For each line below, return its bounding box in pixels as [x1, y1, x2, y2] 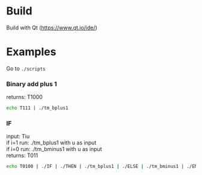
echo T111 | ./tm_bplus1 [6, 105, 69, 111]
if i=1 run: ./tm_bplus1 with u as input [6, 139, 97, 146]
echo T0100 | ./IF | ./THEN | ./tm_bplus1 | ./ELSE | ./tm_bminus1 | [6, 164, 185, 170]
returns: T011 [6, 152, 38, 159]
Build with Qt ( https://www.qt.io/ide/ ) [6, 24, 97, 31]
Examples [6, 45, 57, 59]
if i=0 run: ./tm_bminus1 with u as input [6, 146, 102, 153]
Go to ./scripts [6, 65, 46, 72]
